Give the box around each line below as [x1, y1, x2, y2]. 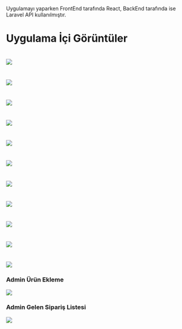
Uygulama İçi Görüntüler [6, 32, 128, 45]
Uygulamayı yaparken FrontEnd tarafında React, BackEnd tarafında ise [6, 5, 176, 12]
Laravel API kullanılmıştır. [6, 11, 66, 18]
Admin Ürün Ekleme [6, 276, 64, 284]
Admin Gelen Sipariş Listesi [6, 303, 86, 311]
